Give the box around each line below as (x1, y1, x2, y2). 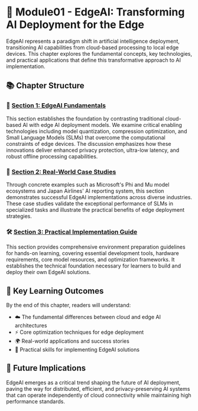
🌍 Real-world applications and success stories (14, 337, 130, 345)
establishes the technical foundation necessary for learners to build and (6, 262, 181, 269)
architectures (14, 322, 47, 329)
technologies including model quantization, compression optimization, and (6, 128, 187, 135)
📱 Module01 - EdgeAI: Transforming (6, 5, 185, 19)
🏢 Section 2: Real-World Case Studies (6, 167, 116, 176)
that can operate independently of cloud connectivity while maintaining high (6, 391, 191, 399)
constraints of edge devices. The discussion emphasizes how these (6, 140, 171, 147)
